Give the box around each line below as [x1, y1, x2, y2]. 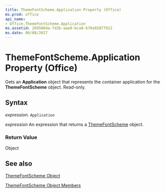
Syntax [5, 98, 28, 107]
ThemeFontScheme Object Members [5, 182, 81, 188]
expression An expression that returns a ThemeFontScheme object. [5, 121, 144, 127]
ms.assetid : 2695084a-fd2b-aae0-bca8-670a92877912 [5, 26, 113, 31]
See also [5, 160, 32, 168]
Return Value [5, 134, 37, 141]
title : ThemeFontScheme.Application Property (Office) [5, 7, 122, 12]
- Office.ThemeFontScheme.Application [5, 21, 86, 26]
